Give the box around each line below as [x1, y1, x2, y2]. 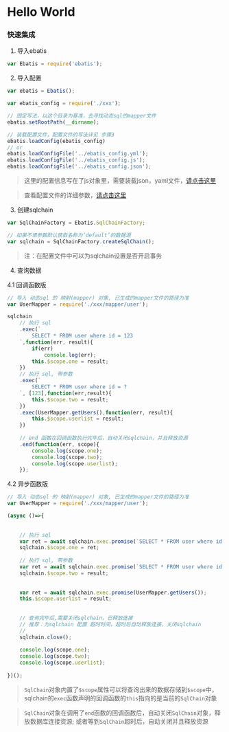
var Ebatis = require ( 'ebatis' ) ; [7, 60, 103, 67]
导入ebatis [16, 47, 47, 55]
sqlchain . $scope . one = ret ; [19, 544, 99, 551]
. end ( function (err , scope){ [19, 441, 99, 447]
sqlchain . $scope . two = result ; [19, 570, 109, 577]
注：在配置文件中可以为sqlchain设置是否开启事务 [23, 252, 162, 260]
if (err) [32, 345, 53, 352]
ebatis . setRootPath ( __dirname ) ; [7, 118, 99, 126]
